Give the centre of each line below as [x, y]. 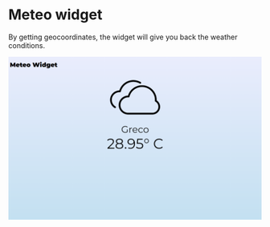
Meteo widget [55, 15]
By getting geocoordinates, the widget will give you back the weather [123, 37]
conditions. [27, 45]
